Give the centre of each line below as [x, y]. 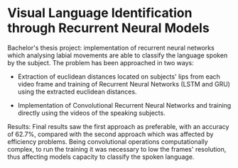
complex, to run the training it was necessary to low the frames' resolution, [117, 149]
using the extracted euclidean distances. [77, 91]
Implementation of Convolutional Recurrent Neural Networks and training [124, 105]
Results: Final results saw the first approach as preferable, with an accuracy [118, 126]
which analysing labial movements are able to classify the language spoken [118, 55]
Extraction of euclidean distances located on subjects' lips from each [119, 77]
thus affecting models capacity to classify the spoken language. [101, 157]
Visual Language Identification [100, 13]
